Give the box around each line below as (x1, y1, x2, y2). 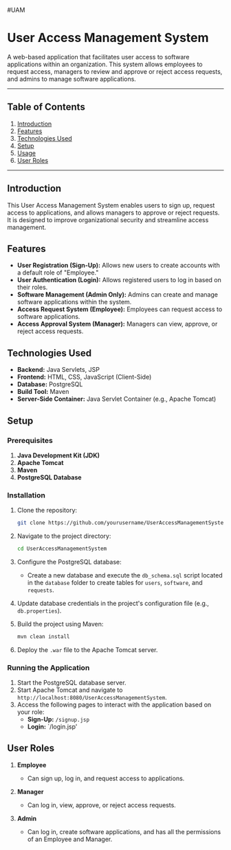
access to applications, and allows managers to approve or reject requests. (7, 208, 220, 217)
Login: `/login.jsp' (27, 722, 78, 731)
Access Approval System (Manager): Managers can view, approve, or (16, 320, 218, 328)
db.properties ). (16, 606, 62, 615)
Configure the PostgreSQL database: (16, 557, 122, 566)
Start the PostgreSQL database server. (16, 679, 126, 687)
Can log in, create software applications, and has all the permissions (27, 827, 221, 836)
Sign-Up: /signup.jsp (27, 715, 90, 724)
